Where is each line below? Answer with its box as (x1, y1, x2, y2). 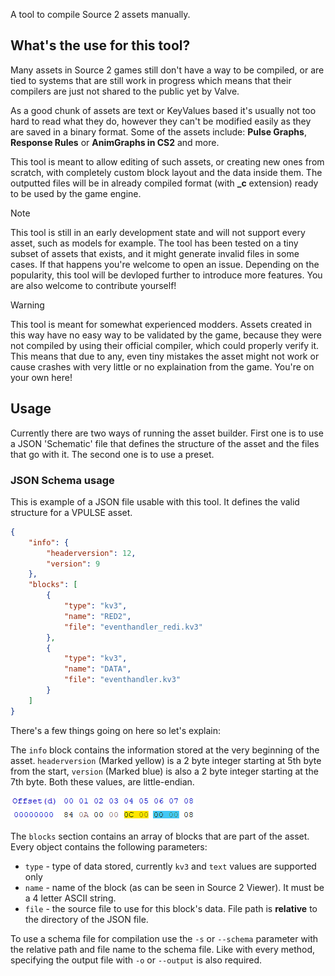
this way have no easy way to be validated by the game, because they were (10, 329, 322, 341)
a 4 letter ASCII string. (24, 892, 117, 904)
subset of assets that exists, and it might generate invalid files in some (10, 247, 300, 259)
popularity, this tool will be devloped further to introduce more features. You (10, 269, 323, 281)
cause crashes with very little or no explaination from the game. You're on (10, 360, 315, 373)
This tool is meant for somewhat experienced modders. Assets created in (10, 318, 313, 330)
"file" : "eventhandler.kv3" (63, 675, 182, 685)
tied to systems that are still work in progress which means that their (10, 74, 292, 86)
